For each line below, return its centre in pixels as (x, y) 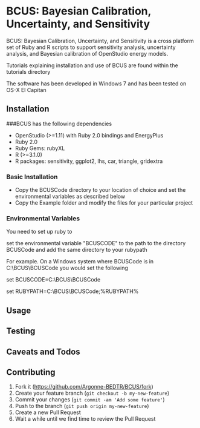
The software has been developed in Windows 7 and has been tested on (96, 84)
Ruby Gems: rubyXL (40, 148)
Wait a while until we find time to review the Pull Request (85, 419)
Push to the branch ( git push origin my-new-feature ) (82, 406)
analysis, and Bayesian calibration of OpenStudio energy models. (87, 53)
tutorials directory (28, 71)
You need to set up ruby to (39, 232)
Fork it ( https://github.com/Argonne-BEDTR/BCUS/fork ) (84, 387)
